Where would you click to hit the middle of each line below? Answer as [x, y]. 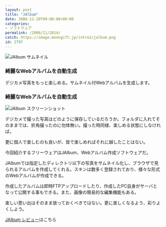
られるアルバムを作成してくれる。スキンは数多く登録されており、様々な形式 [83, 169]
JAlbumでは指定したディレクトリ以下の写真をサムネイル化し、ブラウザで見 [82, 163]
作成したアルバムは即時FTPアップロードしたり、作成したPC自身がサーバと [81, 186]
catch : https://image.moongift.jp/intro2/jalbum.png [61, 38]
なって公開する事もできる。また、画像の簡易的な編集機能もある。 [72, 192]
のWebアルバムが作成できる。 [36, 176]
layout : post [19, 10]
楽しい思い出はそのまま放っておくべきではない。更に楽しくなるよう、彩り [81, 203]
